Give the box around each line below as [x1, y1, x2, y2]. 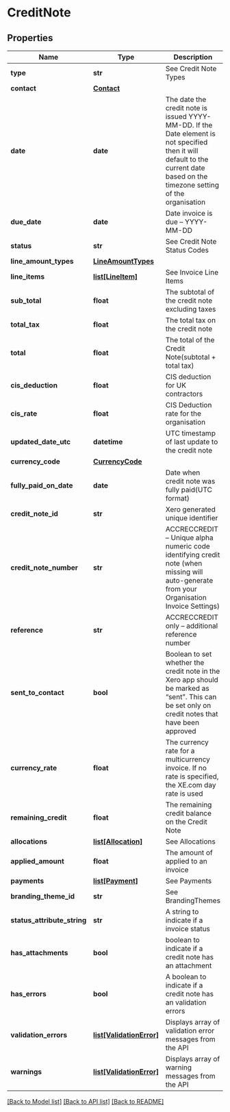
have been [165, 718, 200, 727]
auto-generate [165, 576, 214, 585]
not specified [165, 138, 208, 147]
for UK [165, 381, 187, 390]
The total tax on [165, 316, 216, 325]
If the [196, 121, 213, 129]
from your [165, 584, 197, 594]
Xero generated [165, 505, 216, 514]
